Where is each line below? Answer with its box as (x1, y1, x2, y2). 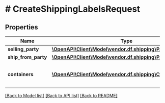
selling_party (7, 46, 39, 52)
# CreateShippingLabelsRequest (5, 3, 140, 15)
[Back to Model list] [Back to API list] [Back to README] (5, 93, 118, 99)
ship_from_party (7, 54, 48, 60)
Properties (5, 23, 38, 31)
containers (7, 71, 33, 77)
